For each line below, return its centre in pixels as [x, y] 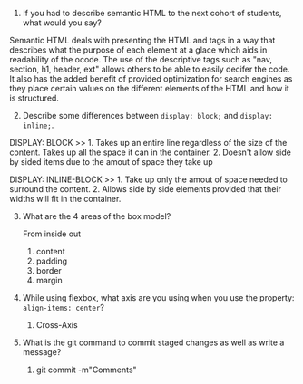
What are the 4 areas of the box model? [97, 216]
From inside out [52, 234]
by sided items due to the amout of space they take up [111, 162]
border [49, 270]
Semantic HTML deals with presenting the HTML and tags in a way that [142, 40]
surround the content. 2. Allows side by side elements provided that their [145, 189]
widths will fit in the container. [65, 199]
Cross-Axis [57, 325]
